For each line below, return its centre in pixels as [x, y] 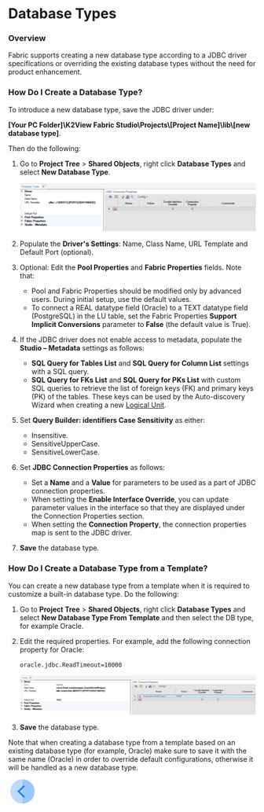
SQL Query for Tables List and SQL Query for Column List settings [140, 363]
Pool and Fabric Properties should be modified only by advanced [136, 291]
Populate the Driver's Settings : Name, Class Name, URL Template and [134, 244]
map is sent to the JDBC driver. [81, 533]
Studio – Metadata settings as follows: [82, 348]
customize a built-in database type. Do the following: [93, 593]
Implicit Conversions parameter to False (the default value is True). [141, 325]
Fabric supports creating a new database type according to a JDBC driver [128, 55]
